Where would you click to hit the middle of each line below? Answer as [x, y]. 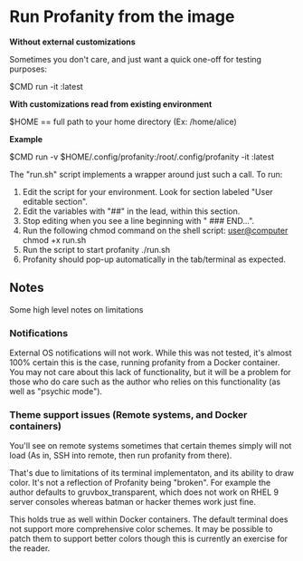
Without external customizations [72, 42]
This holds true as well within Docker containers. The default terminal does [149, 519]
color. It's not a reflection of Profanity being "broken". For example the [140, 483]
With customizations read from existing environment [111, 104]
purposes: [28, 69]
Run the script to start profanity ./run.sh [96, 249]
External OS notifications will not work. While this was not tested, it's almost [151, 353]
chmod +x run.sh [54, 240]
